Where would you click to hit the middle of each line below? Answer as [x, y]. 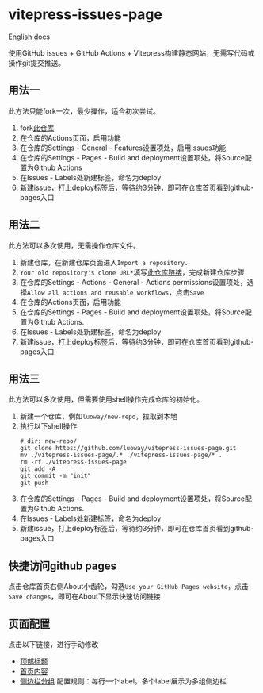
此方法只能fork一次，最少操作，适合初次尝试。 [84, 111]
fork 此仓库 [37, 128]
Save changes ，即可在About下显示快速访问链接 [84, 596]
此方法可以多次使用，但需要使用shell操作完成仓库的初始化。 [106, 399]
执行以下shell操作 [48, 426]
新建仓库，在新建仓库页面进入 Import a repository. [104, 262]
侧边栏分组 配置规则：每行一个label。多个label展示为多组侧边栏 [123, 681]
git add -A [38, 469]
